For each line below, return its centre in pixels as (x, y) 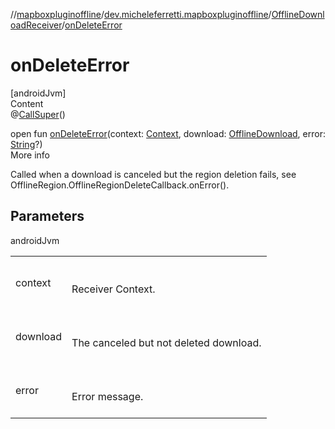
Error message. (107, 396)
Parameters (47, 216)
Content (27, 103)
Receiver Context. (113, 289)
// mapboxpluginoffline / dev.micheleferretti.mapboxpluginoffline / (141, 14)
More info (30, 155)
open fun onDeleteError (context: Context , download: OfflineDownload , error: (168, 133)
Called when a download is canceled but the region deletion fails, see (153, 174)
